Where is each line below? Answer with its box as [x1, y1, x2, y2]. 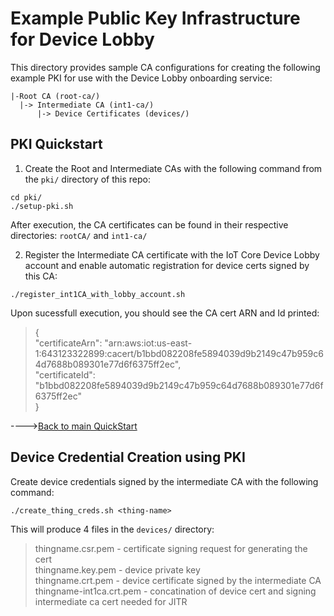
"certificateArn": [34, 337, 103, 349]
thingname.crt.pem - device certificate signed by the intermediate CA [34, 574, 322, 586]
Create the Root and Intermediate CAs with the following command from [24, 162, 323, 174]
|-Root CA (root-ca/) [10, 91, 101, 101]
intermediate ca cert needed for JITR [34, 595, 188, 607]
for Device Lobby [10, 28, 155, 51]
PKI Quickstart [10, 136, 103, 153]
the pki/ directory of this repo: [24, 173, 151, 185]
